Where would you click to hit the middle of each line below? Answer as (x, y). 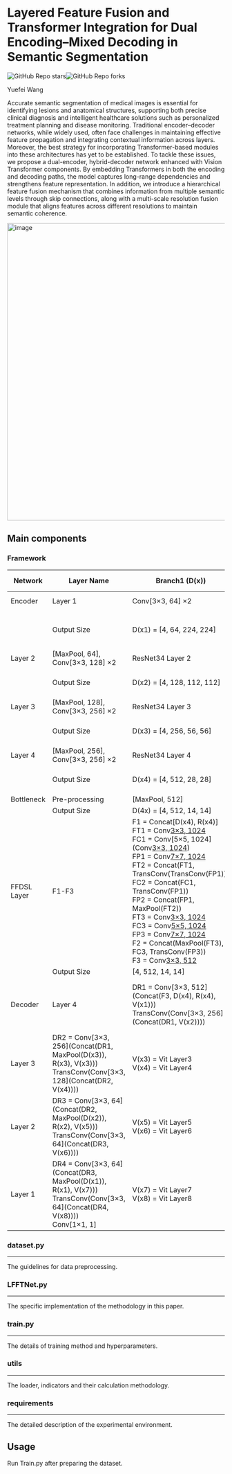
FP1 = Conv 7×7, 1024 (169, 856)
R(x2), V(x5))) (75, 1126)
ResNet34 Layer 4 (162, 755)
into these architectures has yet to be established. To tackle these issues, (112, 154)
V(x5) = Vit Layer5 (162, 1122)
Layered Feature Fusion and (88, 13)
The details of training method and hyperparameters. (83, 1346)
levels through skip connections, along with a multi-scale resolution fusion (113, 198)
